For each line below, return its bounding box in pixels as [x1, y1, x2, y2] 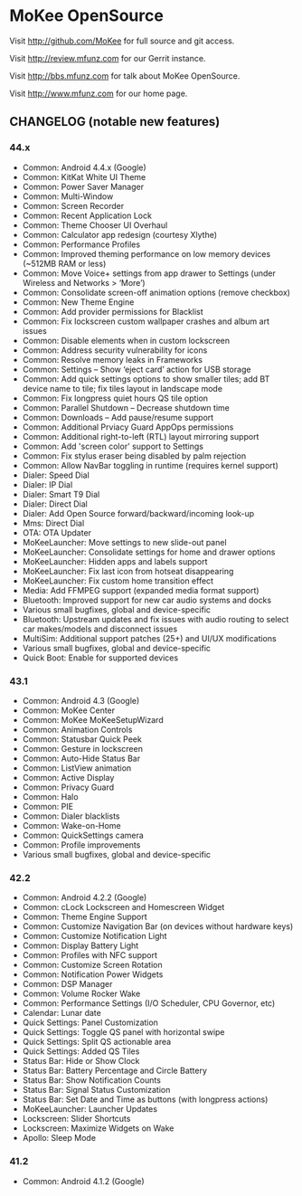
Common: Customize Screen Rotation [22, 960, 163, 971]
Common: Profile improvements [22, 839, 141, 850]
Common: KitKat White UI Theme [22, 171, 146, 182]
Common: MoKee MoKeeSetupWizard [22, 714, 165, 725]
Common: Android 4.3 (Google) [22, 695, 140, 706]
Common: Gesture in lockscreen [22, 743, 143, 754]
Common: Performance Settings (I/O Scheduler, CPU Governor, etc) [22, 998, 276, 1009]
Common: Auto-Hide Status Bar [22, 753, 141, 764]
